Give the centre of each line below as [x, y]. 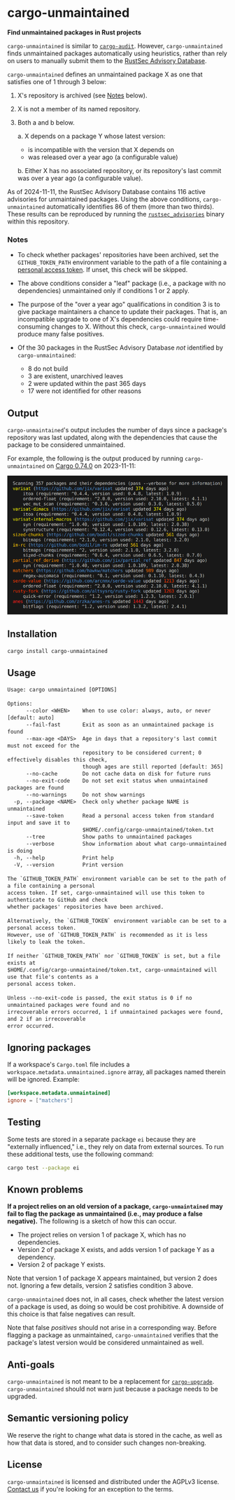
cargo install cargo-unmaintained [58, 651]
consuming [34, 326]
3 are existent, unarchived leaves [76, 376]
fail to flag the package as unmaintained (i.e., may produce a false [105, 1214]
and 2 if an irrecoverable [47, 1019]
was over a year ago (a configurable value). [80, 178]
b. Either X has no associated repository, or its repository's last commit [119, 170]
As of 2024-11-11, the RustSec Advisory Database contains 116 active [107, 191]
